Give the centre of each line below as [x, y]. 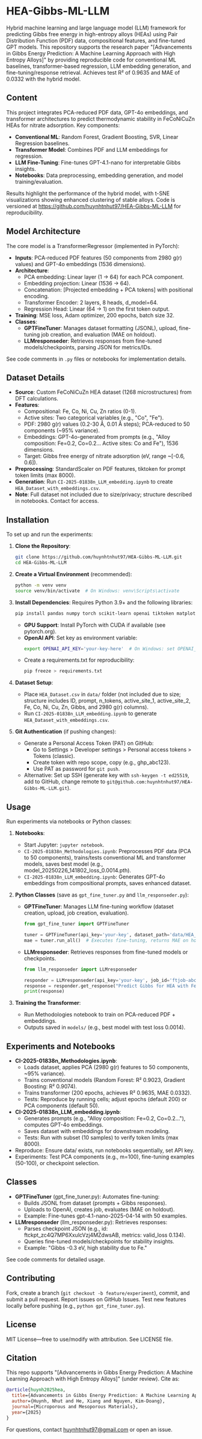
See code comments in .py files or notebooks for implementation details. [96, 359]
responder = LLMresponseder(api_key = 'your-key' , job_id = [97, 980]
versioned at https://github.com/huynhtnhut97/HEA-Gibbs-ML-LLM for [94, 206]
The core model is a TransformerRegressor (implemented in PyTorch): [93, 246]
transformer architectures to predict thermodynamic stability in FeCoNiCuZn [101, 119]
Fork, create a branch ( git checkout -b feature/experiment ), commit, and [98, 1293]
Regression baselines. [42, 143]
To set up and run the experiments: [50, 535]
